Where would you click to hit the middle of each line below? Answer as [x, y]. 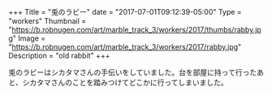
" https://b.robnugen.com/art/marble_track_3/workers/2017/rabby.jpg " [125, 47]
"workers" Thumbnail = [47, 21]
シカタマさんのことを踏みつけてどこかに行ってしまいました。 [125, 82]
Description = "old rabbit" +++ [59, 56]
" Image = [29, 38]
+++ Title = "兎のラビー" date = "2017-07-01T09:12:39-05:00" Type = [125, 12]
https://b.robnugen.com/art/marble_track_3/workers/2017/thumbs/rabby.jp [136, 30]
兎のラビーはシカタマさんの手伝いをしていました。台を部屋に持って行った [133, 72]
